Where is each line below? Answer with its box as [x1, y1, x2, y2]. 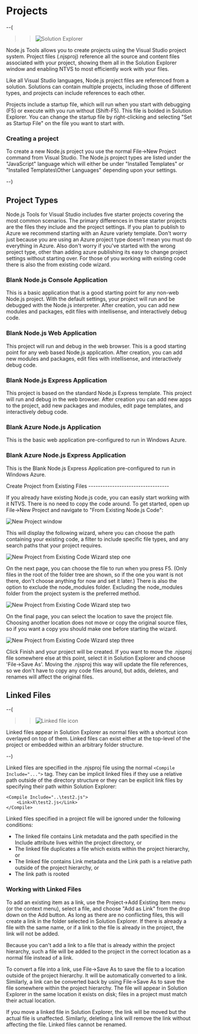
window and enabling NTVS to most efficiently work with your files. [6, 65, 170, 72]
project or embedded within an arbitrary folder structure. [6, 741, 144, 748]
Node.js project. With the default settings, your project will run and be [6, 295, 175, 302]
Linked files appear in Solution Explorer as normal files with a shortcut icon [6, 729, 188, 736]
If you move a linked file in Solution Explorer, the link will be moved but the [6, 1008, 187, 1015]
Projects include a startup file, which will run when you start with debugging [6, 100, 190, 107]
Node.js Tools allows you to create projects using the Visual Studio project [6, 46, 187, 54]
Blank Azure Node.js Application [6, 423, 101, 431]
